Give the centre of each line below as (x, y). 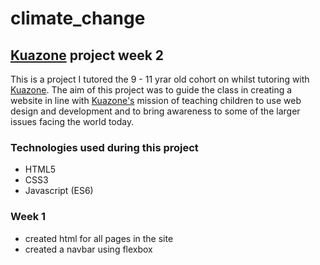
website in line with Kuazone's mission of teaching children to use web (156, 100)
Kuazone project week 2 (87, 55)
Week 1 (28, 217)
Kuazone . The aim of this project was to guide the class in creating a (151, 90)
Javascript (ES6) (59, 191)
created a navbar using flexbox (88, 249)
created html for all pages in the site (99, 238)
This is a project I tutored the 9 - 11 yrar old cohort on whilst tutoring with (160, 79)
